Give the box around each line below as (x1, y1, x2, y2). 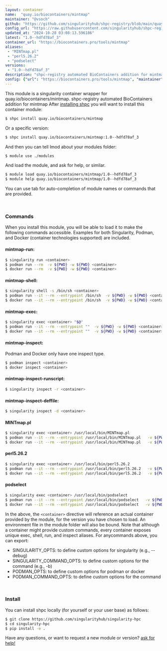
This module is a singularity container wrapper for (5, 90, 107, 96)
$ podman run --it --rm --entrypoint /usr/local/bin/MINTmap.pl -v (5, 435, 153, 440)
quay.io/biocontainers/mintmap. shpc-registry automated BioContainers (5, 96, 153, 102)
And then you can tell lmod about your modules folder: (5, 144, 117, 150)
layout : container (5, 7, 43, 12)
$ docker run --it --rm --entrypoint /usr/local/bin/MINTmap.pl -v (5, 440, 153, 445)
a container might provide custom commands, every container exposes (5, 527, 151, 533)
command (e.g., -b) (12, 563, 53, 569)
